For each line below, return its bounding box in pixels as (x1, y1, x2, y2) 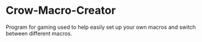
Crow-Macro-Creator (5, 4, 117, 17)
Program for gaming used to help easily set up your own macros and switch (5, 23, 196, 31)
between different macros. (5, 29, 73, 37)
